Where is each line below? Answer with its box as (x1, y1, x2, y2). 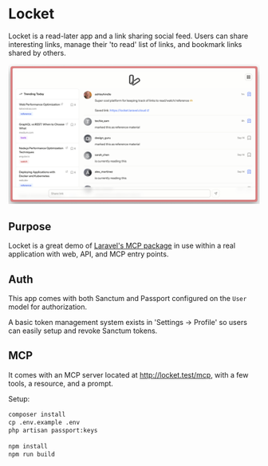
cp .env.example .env (8, 418, 81, 426)
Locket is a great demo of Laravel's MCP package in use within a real (8, 241, 236, 251)
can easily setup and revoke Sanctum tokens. (8, 326, 158, 335)
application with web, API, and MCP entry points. (8, 249, 169, 259)
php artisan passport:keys (8, 426, 98, 434)
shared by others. (8, 48, 66, 57)
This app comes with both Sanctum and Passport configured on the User (8, 294, 247, 303)
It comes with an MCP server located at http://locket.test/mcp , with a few (8, 370, 249, 379)
